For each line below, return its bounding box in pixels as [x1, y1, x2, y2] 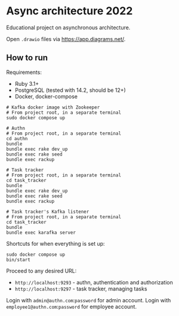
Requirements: [6, 69, 42, 76]
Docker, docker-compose [14, 92, 78, 100]
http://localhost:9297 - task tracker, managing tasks [14, 285, 147, 292]
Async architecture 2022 [6, 4, 133, 18]
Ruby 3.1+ [14, 80, 39, 87]
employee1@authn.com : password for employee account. [6, 303, 137, 310]
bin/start [6, 256, 31, 263]
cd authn [6, 135, 28, 141]
